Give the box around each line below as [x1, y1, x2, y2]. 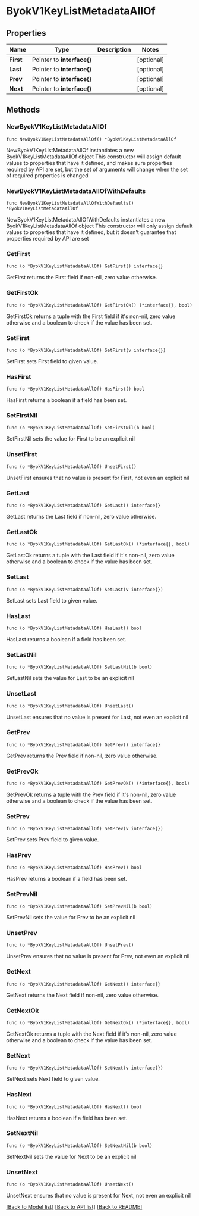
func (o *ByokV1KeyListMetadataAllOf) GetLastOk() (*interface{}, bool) [6, 541, 190, 547]
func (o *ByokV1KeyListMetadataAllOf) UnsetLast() [6, 703, 134, 709]
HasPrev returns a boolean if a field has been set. [6, 875, 128, 882]
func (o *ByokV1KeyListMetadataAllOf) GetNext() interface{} [6, 981, 161, 987]
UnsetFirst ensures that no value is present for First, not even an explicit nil [6, 474, 189, 481]
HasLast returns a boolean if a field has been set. [6, 635, 127, 643]
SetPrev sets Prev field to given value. [6, 836, 99, 843]
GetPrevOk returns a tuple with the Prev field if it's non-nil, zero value [6, 791, 176, 799]
